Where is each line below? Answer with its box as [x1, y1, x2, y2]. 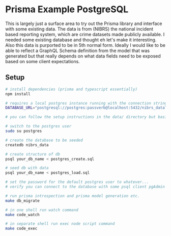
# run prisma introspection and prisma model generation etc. [5, 193, 140, 198]
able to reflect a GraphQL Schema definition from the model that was [5, 47, 150, 54]
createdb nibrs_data [5, 142, 49, 147]
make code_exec [5, 226, 38, 231]
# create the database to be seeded [5, 138, 83, 143]
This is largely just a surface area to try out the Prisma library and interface [5, 20, 162, 27]
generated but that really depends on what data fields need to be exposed [5, 53, 161, 59]
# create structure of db [5, 151, 60, 156]
